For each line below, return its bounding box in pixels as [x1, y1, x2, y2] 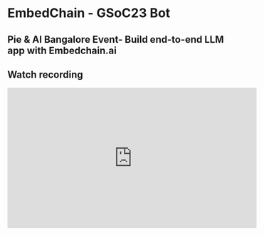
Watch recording [7, 68, 83, 80]
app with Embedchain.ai [7, 44, 117, 56]
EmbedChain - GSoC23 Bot [7, 5, 171, 21]
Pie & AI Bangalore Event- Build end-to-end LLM [7, 33, 224, 46]
